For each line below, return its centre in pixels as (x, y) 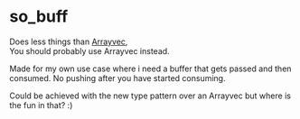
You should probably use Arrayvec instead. (89, 50)
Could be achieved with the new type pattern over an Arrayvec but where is (150, 96)
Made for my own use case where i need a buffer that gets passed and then (150, 69)
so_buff (39, 17)
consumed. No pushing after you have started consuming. (117, 78)
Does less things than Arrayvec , (69, 41)
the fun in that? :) (41, 105)
